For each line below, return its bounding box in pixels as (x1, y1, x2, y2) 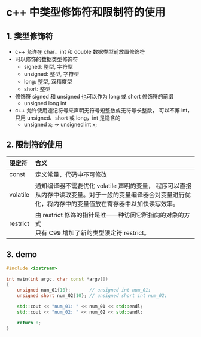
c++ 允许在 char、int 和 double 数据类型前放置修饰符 (14, 48, 145, 55)
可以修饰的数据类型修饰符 (14, 56, 78, 63)
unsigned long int (23, 100, 67, 106)
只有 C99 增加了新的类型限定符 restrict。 (35, 228, 150, 237)
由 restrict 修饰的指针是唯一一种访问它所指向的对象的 (35, 210, 184, 219)
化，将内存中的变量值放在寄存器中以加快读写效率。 (35, 200, 179, 208)
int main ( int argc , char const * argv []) (6, 276, 109, 282)
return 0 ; (17, 320, 42, 326)
